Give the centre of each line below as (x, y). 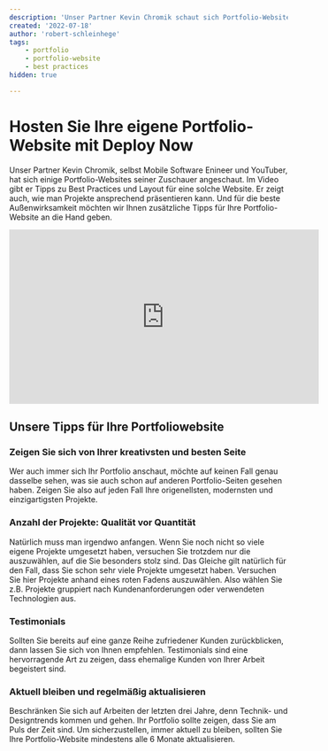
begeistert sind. (38, 669)
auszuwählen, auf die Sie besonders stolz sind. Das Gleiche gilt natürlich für (148, 561)
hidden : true (33, 75)
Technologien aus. (43, 598)
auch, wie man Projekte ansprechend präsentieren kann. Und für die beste (145, 198)
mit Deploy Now (134, 145)
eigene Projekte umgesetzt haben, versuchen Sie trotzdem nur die (130, 551)
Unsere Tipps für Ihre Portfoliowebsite (117, 427)
